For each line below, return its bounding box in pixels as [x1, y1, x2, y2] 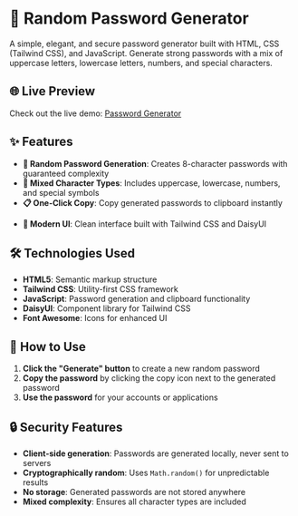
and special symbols [22, 187, 100, 198]
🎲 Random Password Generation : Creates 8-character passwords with [22, 158, 288, 169]
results [22, 477, 49, 488]
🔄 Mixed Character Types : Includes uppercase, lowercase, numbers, [22, 177, 281, 189]
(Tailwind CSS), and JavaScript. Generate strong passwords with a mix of [9, 47, 284, 58]
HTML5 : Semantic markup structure [22, 274, 158, 285]
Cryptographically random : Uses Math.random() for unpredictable [22, 467, 270, 478]
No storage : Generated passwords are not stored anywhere [22, 487, 246, 497]
